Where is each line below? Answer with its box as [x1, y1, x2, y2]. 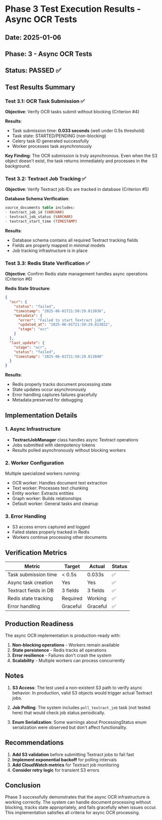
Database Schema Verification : [5, 196, 70, 202]
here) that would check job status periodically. [12, 710, 105, 715]
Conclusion [5, 781, 41, 790]
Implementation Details [5, 411, 78, 420]
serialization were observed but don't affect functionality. [12, 724, 128, 730]
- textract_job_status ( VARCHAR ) [5, 214, 73, 219]
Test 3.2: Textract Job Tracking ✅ [5, 175, 86, 182]
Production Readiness [5, 619, 74, 628]
